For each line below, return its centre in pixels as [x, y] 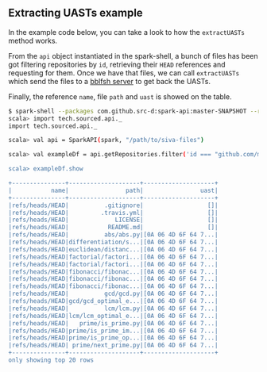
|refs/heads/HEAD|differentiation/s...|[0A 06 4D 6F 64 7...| [113, 242]
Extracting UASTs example [75, 13]
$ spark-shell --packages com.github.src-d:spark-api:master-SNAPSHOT [128, 111]
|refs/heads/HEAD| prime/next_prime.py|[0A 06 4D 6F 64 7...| [113, 345]
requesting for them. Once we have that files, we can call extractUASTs [124, 73]
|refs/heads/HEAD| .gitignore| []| [113, 205]
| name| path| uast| [113, 190]
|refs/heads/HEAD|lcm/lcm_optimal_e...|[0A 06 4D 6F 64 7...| [113, 316]
